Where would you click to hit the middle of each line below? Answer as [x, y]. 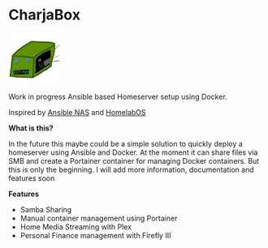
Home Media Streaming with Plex [76, 227]
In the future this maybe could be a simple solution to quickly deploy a [126, 143]
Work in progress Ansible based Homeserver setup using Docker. [118, 96]
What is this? [31, 128]
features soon [32, 178]
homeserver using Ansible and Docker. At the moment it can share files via [133, 152]
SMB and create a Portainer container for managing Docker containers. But [134, 160]
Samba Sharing [46, 209]
